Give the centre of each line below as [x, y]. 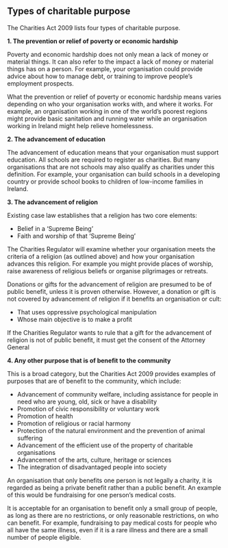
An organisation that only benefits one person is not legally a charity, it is [110, 480]
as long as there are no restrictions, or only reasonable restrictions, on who [113, 515]
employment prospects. [40, 83]
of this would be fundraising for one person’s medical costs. [92, 495]
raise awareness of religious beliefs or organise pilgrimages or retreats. [107, 271]
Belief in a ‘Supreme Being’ [55, 228]
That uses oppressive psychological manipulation [87, 312]
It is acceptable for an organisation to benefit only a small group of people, [112, 508]
